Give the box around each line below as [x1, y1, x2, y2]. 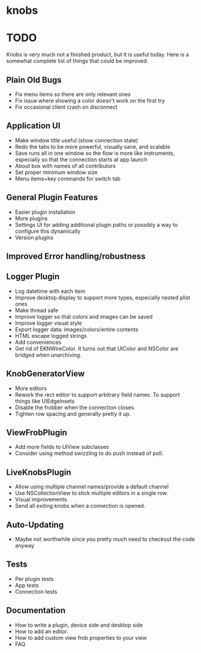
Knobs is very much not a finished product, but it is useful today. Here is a [6, 51, 189, 58]
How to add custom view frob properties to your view [14, 634, 147, 641]
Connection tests [14, 588, 58, 595]
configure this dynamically [14, 227, 81, 235]
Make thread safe [14, 307, 59, 314]
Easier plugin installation [14, 208, 76, 215]
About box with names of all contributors [14, 162, 116, 169]
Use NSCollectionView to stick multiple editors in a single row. [14, 490, 168, 497]
